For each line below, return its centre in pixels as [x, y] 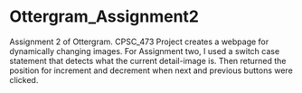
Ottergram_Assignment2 [104, 17]
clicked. [24, 79]
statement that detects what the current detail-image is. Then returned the [148, 60]
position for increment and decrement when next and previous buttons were [151, 70]
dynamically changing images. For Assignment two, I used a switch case [145, 51]
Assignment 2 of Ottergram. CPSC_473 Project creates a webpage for [139, 42]
